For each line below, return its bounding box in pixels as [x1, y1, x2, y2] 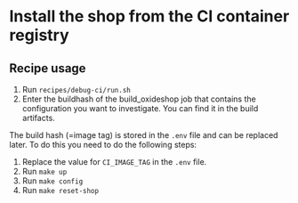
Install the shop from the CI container [9, 6, 290, 27]
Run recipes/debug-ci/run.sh [21, 85, 131, 94]
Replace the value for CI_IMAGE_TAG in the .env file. [21, 157, 207, 166]
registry [9, 25, 69, 45]
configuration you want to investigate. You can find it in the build [21, 103, 259, 113]
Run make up [21, 166, 68, 176]
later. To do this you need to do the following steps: [9, 140, 197, 150]
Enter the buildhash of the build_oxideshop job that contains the [21, 93, 256, 104]
